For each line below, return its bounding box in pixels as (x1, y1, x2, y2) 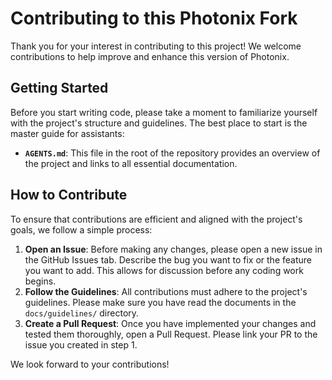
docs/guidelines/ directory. (24, 307, 140, 319)
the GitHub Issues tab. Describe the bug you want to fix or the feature (24, 253, 312, 266)
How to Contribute (10, 187, 128, 204)
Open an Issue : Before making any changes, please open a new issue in (24, 243, 323, 255)
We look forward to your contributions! (10, 358, 170, 370)
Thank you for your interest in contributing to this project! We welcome (10, 40, 302, 52)
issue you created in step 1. (24, 338, 138, 351)
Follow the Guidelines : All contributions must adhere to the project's (24, 285, 308, 297)
